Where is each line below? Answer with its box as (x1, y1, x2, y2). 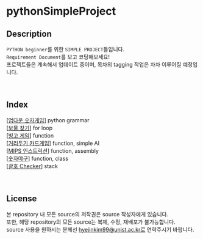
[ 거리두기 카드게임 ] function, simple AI (6, 139, 99, 147)
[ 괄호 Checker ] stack (6, 162, 58, 169)
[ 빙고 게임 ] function (6, 131, 54, 139)
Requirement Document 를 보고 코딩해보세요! (6, 53, 110, 61)
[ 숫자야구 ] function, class (6, 155, 69, 162)
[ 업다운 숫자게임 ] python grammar (6, 116, 90, 123)
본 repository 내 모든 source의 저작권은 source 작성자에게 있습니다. (6, 210, 169, 218)
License (6, 194, 37, 204)
